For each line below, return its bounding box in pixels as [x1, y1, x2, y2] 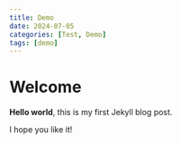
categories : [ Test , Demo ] [9, 30, 106, 39]
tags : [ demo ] [9, 38, 59, 48]
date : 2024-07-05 [9, 22, 75, 31]
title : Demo [9, 13, 54, 22]
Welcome [9, 77, 82, 97]
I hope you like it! [9, 124, 73, 135]
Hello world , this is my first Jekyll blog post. [9, 107, 173, 118]
